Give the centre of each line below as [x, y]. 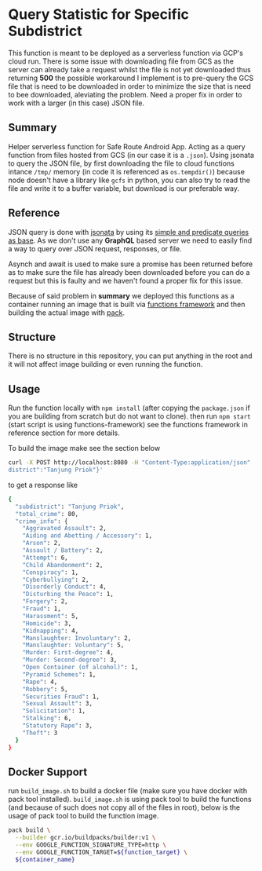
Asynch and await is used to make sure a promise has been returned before [131, 264]
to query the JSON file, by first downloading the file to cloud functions [122, 163]
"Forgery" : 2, [45, 602]
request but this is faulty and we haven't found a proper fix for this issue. [126, 280]
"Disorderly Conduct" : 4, [65, 587]
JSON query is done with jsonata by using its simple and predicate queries [129, 232]
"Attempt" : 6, [45, 558]
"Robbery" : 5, [45, 689]
